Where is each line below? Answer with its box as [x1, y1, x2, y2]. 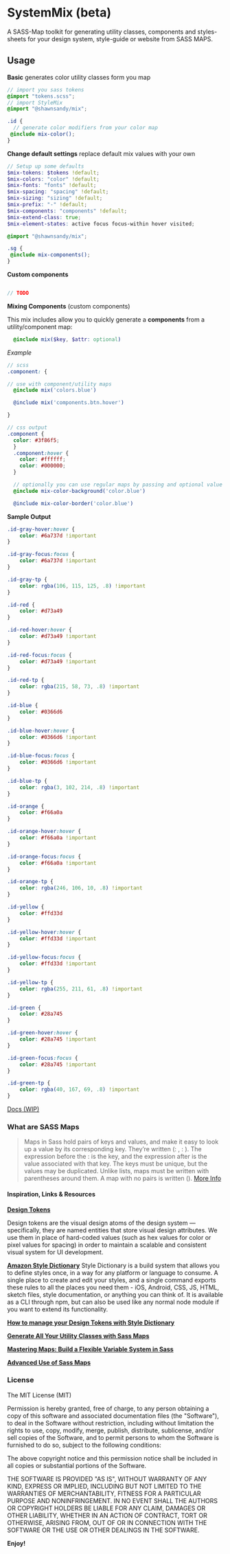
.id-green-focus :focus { [7, 1054, 78, 1061]
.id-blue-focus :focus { [7, 753, 76, 759]
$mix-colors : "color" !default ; [7, 175, 100, 183]
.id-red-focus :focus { [7, 652, 72, 658]
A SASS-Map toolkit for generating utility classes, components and [7, 27, 196, 36]
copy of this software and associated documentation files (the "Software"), [7, 1411, 220, 1420]
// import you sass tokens [7, 86, 84, 93]
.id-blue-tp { [7, 777, 48, 784]
